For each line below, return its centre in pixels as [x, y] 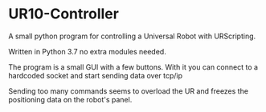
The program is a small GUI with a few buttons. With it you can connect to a [133, 67]
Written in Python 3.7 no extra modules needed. [87, 51]
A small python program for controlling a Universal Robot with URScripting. [132, 36]
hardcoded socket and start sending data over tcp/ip [96, 75]
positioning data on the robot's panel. [70, 99]
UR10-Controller [63, 14]
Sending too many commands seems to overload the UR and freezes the [129, 91]
